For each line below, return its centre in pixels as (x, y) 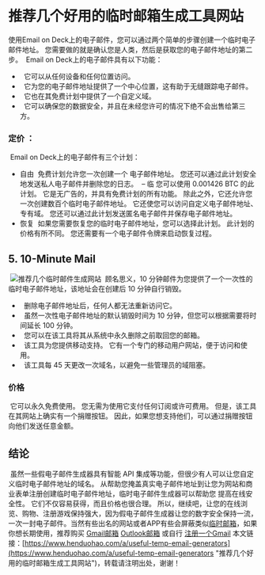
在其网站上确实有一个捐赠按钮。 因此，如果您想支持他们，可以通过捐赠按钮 (131, 416)
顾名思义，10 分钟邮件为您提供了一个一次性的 (179, 279)
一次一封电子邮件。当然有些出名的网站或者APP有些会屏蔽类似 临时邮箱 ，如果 (133, 524)
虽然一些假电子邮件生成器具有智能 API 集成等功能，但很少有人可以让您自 (129, 474)
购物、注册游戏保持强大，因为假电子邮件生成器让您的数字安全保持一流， (140, 514)
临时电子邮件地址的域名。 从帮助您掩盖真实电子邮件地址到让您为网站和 (130, 484)
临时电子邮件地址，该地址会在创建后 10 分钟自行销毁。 (97, 289)
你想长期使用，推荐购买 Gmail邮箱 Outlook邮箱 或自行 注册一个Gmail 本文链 (131, 533)
